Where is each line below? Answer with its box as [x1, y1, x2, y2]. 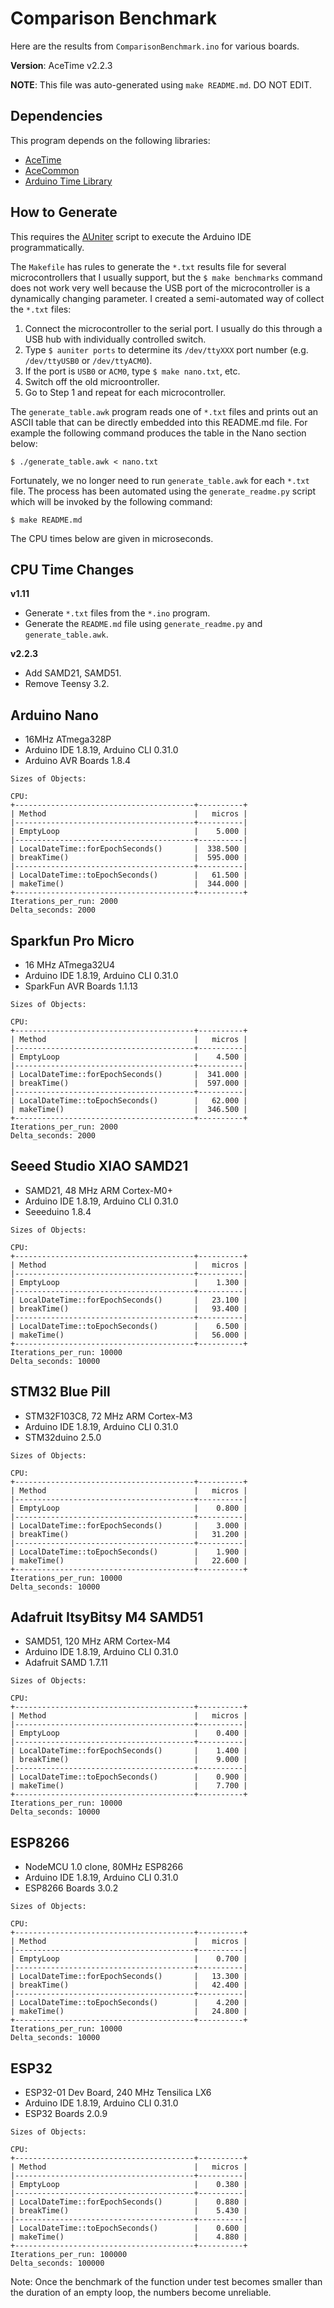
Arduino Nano [10, 707, 99, 724]
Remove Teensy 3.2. [24, 678, 110, 690]
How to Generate [10, 204, 118, 221]
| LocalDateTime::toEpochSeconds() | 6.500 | [10, 1321, 248, 1331]
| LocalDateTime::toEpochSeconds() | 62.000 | [10, 1096, 248, 1106]
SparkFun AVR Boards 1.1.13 [24, 980, 138, 992]
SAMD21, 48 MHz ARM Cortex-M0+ [24, 1184, 173, 1196]
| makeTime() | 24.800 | [10, 2007, 248, 2017]
